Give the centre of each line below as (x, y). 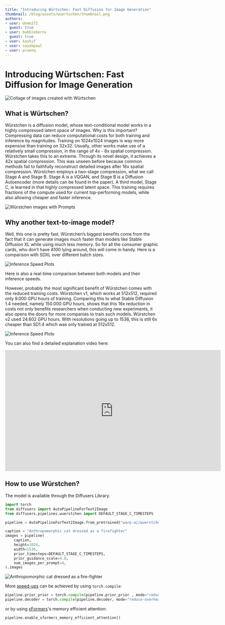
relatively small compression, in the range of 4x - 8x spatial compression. (79, 151)
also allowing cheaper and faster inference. (48, 198)
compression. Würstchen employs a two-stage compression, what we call (79, 172)
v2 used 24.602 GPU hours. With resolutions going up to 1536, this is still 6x (81, 319)
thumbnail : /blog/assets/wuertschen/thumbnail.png (57, 14)
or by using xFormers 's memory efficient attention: (56, 609)
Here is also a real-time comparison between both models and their (73, 274)
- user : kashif (20, 41)
